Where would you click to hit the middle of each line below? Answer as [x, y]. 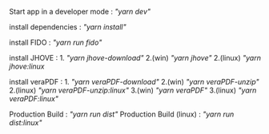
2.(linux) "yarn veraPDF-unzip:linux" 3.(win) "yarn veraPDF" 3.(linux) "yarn [133, 90]
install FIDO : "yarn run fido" [56, 42]
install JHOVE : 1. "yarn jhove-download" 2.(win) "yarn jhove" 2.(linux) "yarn [135, 58]
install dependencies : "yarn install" [68, 27]
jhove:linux [27, 66]
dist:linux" [26, 122]
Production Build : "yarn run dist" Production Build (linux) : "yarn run [122, 114]
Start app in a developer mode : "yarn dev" [80, 12]
